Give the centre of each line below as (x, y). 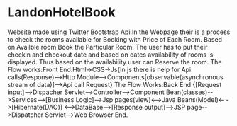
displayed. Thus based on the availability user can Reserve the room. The (115, 62)
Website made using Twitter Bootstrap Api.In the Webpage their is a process (119, 32)
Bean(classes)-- (189, 92)
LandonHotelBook (61, 12)
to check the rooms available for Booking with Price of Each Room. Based (115, 39)
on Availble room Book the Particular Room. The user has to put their (108, 47)
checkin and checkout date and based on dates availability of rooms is (110, 55)
